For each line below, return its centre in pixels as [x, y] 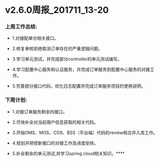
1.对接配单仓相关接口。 [35, 38]
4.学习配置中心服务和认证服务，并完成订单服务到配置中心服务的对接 [81, 70]
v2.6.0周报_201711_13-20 [57, 10]
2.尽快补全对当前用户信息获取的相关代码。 [55, 122]
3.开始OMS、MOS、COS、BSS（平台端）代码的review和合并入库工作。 [85, 133]
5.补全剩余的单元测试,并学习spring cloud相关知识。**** [68, 153]
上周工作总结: [21, 27]
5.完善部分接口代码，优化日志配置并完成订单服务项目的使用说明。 [79, 86]
